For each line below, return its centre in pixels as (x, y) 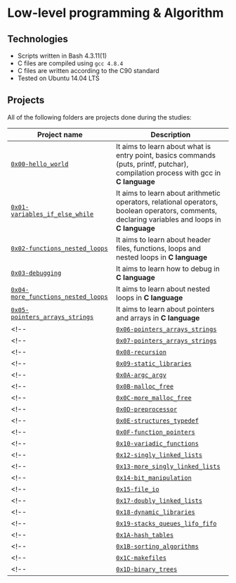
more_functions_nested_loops (59, 296)
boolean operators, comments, (166, 210)
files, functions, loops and (158, 248)
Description (171, 134)
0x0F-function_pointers (155, 432)
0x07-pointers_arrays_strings (166, 340)
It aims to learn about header (163, 239)
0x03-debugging (36, 273)
